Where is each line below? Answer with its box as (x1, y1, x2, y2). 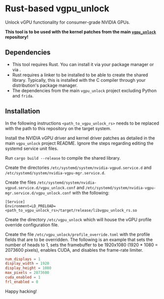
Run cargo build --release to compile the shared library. (5, 155, 121, 161)
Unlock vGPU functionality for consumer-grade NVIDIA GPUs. (5, 19, 130, 25)
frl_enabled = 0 (5, 279, 38, 284)
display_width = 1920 (5, 261, 50, 266)
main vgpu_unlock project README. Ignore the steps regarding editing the (5, 140, 154, 146)
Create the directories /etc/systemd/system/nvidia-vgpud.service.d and (5, 165, 152, 170)
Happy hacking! (5, 288, 37, 294)
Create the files (5, 179, 36, 185)
